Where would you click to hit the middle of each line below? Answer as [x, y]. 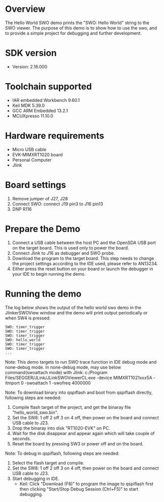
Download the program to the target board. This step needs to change [83, 258]
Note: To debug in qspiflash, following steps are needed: [62, 453]
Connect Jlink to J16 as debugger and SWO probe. [64, 253]
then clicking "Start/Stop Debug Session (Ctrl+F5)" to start [79, 489]
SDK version [31, 53]
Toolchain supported [49, 87]
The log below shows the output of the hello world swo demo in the [73, 307]
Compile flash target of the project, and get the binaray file [71, 407]
